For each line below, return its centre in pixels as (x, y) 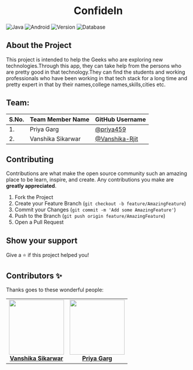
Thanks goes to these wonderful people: (55, 290)
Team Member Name (60, 119)
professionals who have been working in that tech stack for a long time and (97, 78)
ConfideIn (98, 11)
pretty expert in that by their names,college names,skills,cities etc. (86, 84)
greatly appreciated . (31, 186)
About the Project (39, 45)
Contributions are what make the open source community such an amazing (96, 173)
